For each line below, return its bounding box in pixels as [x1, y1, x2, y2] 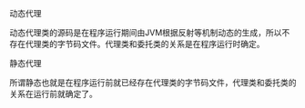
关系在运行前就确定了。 [9, 89, 97, 99]
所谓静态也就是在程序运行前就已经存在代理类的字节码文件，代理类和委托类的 [9, 77, 297, 88]
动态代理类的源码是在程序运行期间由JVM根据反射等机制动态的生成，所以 [9, 27, 282, 38]
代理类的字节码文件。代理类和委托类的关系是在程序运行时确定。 [25, 39, 265, 49]
